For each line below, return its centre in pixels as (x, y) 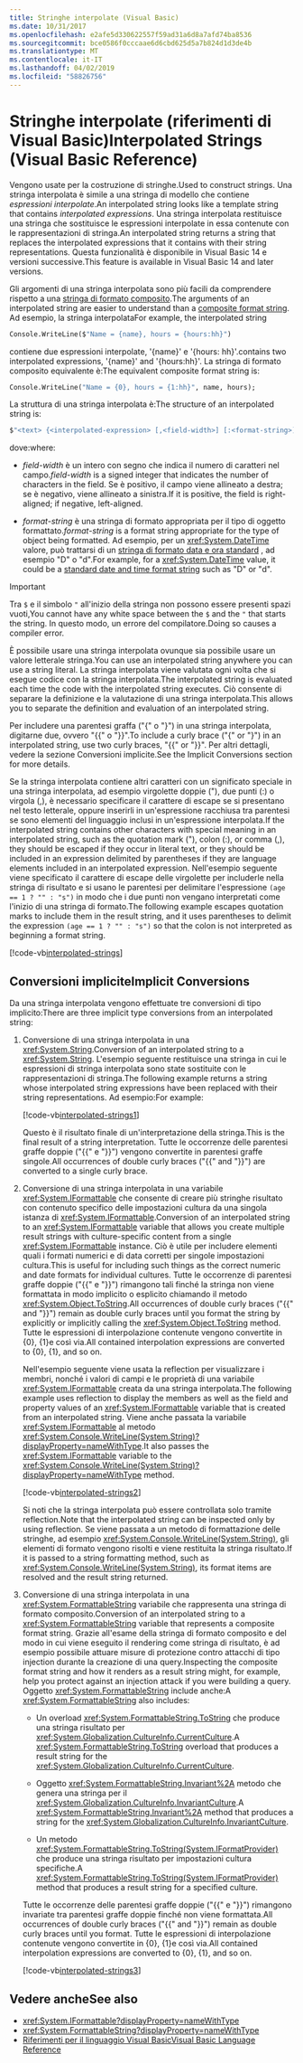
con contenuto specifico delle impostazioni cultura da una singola (145, 1208)
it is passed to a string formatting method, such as (116, 1558)
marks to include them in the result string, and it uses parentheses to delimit (150, 916)
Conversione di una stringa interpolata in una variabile (123, 1189)
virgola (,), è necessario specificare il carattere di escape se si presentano (147, 801)
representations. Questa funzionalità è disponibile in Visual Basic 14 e (138, 252)
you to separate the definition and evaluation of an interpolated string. (139, 708)
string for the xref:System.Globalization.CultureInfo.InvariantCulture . (162, 1822)
